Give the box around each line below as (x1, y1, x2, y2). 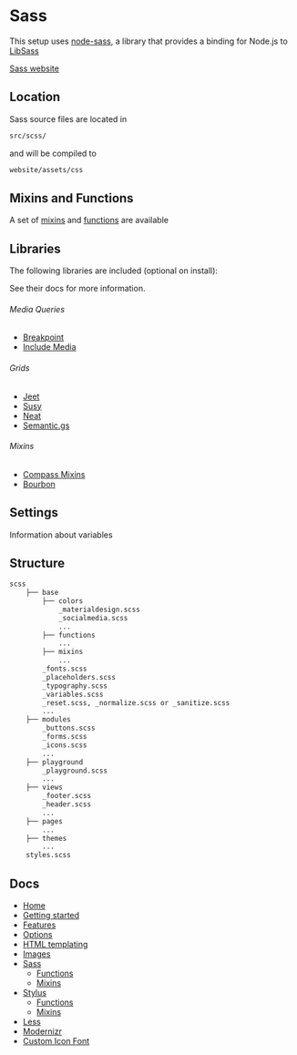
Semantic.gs (22, 420, 70, 431)
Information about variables (9, 529, 113, 540)
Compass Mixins (22, 468, 86, 479)
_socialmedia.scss (57, 613, 128, 622)
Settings (9, 505, 59, 520)
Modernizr (22, 1026, 62, 1037)
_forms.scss (42, 732, 88, 742)
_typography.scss (42, 681, 108, 691)
